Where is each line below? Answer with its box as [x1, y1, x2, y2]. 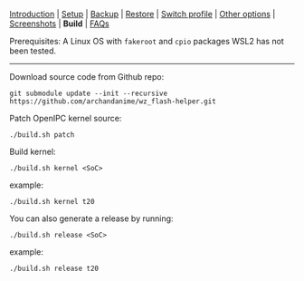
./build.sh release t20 [9, 264, 100, 273]
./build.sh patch [9, 131, 75, 140]
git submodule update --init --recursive [9, 89, 168, 98]
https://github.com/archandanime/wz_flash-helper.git [9, 97, 217, 106]
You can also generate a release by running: [9, 213, 174, 224]
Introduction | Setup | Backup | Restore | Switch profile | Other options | [9, 9, 276, 19]
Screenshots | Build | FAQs [9, 18, 110, 29]
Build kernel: [9, 146, 56, 157]
